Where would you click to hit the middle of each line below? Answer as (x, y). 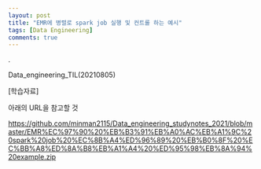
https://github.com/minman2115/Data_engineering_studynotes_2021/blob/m (130, 123)
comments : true (33, 37)
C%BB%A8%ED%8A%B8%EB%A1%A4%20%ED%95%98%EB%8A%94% (130, 149)
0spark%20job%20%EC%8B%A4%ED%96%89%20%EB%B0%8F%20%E (130, 140)
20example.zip (32, 157)
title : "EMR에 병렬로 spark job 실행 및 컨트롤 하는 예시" (95, 23)
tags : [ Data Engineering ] (50, 30)
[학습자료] (24, 91)
